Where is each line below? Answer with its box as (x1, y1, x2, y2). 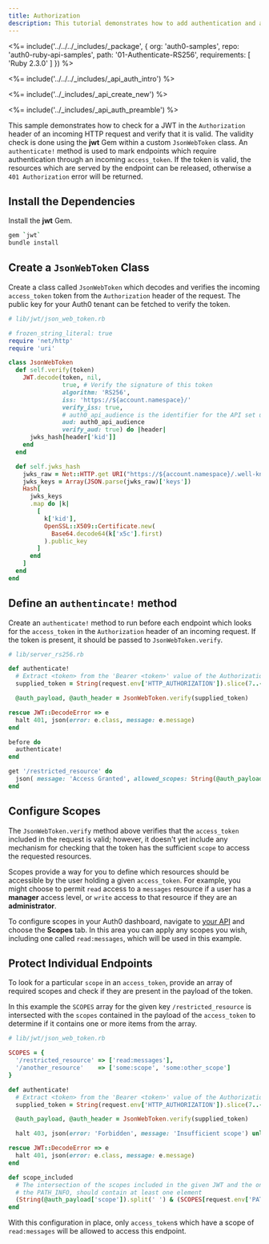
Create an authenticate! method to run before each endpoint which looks (8, 618, 252, 628)
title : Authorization (8, 11, 81, 20)
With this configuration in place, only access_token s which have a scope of (8, 1218, 255, 1227)
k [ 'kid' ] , (43, 515, 78, 523)
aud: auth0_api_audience (62, 418, 146, 426)
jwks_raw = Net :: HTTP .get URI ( (22, 470, 127, 478)
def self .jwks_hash (15, 462, 81, 471)
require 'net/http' (8, 337, 74, 345)
